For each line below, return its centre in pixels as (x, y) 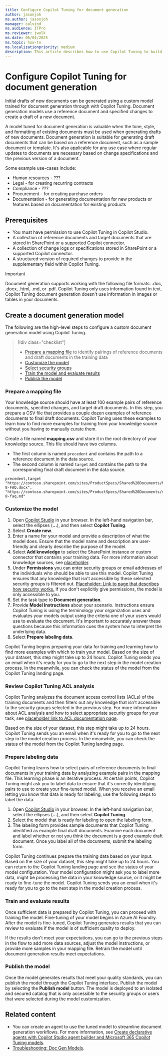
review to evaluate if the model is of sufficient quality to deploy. (70, 928)
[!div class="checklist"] (41, 342)
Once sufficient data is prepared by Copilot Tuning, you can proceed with (81, 912)
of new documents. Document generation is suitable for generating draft (80, 137)
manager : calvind (23, 24)
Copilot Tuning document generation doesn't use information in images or (81, 294)
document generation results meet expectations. (55, 953)
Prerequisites (26, 220)
